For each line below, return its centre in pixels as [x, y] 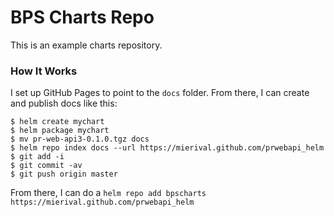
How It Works [44, 71]
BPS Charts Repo [82, 17]
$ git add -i [37, 157]
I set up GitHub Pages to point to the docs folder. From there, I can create [160, 93]
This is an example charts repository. [86, 45]
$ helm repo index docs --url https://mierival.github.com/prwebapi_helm [167, 148]
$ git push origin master [64, 174]
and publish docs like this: [64, 103]
